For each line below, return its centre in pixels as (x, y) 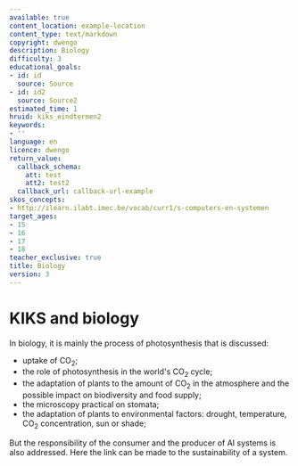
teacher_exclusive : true (55, 258)
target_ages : (33, 216)
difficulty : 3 (36, 59)
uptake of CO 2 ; (50, 361)
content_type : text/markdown (63, 34)
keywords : (28, 126)
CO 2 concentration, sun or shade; (84, 424)
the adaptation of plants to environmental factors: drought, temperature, (154, 414)
